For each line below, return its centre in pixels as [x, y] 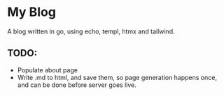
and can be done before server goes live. [77, 85]
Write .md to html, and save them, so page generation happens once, [117, 77]
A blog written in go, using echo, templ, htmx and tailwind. [91, 31]
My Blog [31, 12]
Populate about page [48, 70]
